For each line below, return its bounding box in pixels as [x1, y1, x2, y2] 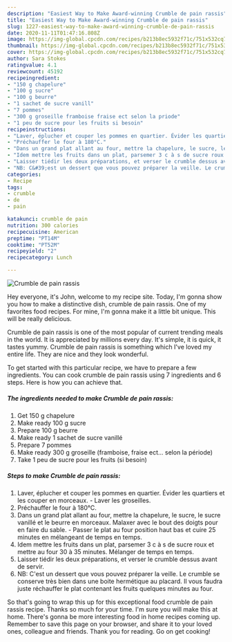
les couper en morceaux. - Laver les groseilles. [17, 496, 151, 504]
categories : [7, 171, 41, 178]
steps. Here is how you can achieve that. [7, 378, 123, 386]
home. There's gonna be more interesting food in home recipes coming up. [7, 612, 221, 621]
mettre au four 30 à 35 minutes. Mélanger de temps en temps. [17, 547, 195, 556]
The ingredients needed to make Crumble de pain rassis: [7, 394, 174, 402]
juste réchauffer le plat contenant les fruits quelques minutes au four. [17, 584, 214, 592]
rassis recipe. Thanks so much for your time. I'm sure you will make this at [7, 605, 218, 613]
